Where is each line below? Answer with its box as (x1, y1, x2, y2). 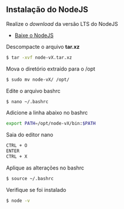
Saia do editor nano (6, 131, 53, 138)
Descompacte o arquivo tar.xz (6, 43, 80, 50)
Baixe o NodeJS (14, 32, 54, 39)
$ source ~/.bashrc (6, 175, 54, 181)
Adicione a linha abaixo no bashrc (6, 109, 88, 117)
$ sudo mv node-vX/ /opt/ (6, 77, 69, 82)
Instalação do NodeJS (6, 5, 88, 15)
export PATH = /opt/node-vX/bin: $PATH (6, 121, 96, 127)
